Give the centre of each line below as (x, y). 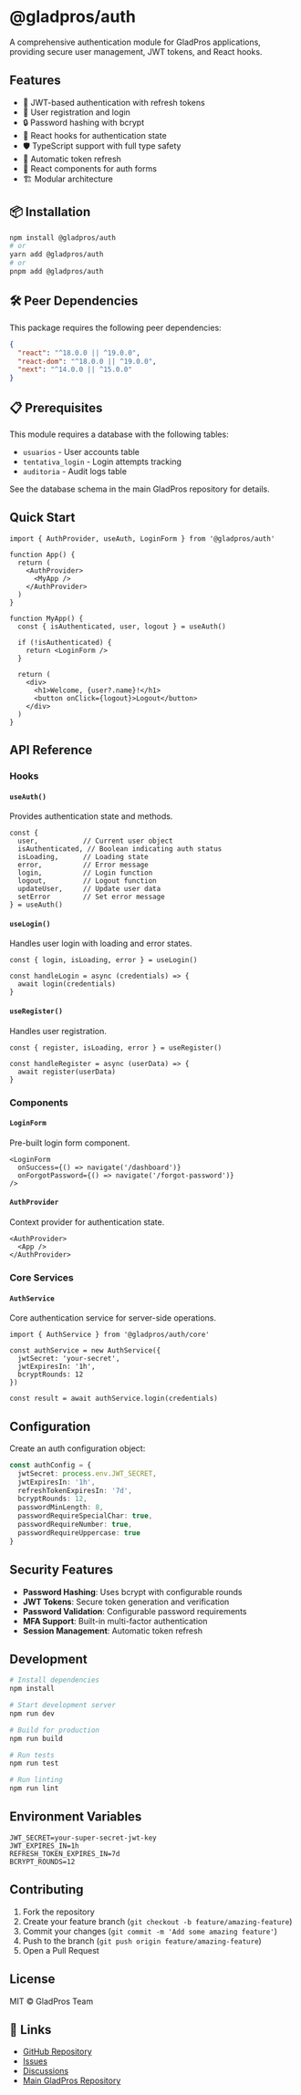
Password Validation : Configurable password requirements (135, 1611)
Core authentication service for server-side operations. (113, 1318)
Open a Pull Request (61, 1950)
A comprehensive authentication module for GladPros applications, (135, 42)
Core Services (42, 1277)
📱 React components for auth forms (90, 168)
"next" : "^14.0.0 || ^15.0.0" (75, 370)
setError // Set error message (92, 897)
